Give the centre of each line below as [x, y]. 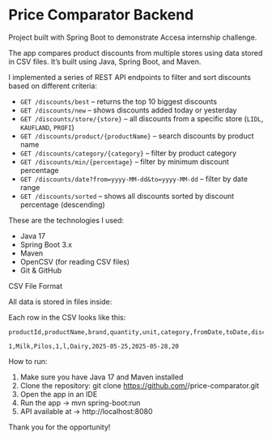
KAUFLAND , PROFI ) [47, 127]
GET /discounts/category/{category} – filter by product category [128, 153]
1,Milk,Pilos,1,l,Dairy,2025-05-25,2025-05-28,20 [94, 346]
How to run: [28, 361]
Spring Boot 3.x [46, 244]
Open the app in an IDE [59, 394]
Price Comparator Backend [101, 15]
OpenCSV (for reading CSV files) [75, 261]
